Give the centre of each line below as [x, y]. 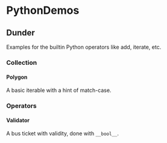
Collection [22, 62]
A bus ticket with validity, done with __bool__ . [63, 133]
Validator [18, 120]
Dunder [20, 33]
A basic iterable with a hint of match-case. [59, 90]
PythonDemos [43, 11]
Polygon [17, 77]
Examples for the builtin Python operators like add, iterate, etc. [84, 47]
